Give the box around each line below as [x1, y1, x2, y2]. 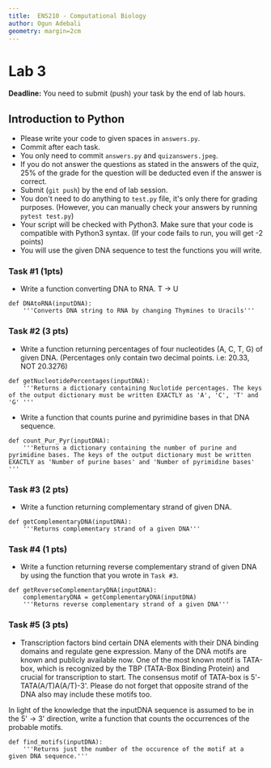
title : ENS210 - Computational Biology [8, 11, 147, 20]
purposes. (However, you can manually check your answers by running [19, 203, 257, 212]
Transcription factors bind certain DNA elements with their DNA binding [19, 638, 259, 647]
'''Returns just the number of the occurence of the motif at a [23, 745, 244, 753]
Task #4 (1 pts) [8, 544, 67, 555]
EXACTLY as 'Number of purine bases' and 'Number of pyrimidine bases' [8, 458, 255, 466]
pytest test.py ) [19, 211, 74, 221]
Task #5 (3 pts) [8, 619, 69, 630]
